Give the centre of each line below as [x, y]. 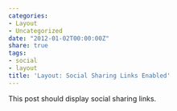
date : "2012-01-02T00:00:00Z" [59, 38]
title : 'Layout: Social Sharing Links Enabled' [90, 76]
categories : [28, 16]
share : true [28, 46]
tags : [17, 53]
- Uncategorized [35, 31]
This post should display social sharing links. [82, 98]
